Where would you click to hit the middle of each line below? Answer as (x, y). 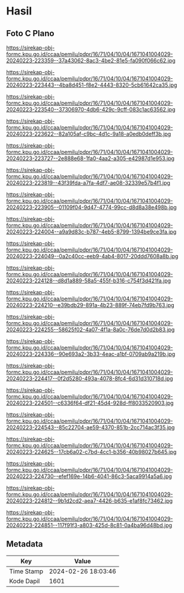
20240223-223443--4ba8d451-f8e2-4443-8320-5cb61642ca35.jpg (92, 85)
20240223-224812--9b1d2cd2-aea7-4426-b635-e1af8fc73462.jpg (89, 501)
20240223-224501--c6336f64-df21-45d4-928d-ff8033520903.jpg (90, 403)
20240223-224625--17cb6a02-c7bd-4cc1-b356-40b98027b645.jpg (91, 452)
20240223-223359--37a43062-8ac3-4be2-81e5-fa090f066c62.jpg (91, 61)
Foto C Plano (30, 33)
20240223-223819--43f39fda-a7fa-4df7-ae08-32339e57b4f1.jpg (88, 183)
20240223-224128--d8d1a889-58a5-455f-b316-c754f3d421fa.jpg (89, 281)
